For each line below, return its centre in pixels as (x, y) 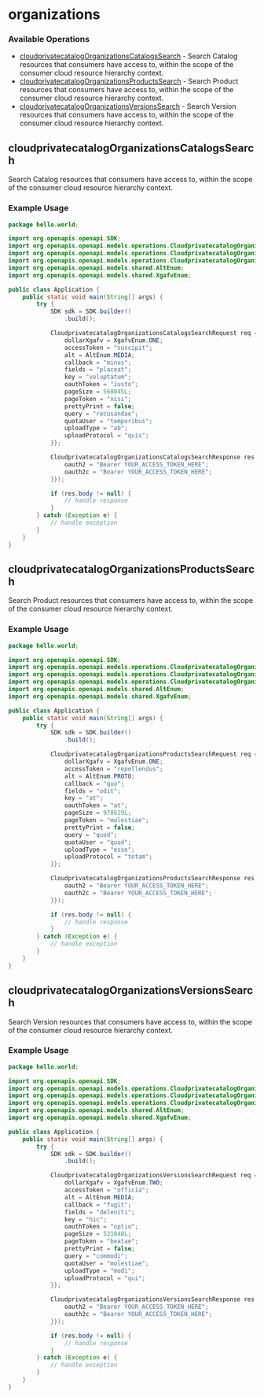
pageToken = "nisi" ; (98, 399)
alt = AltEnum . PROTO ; (99, 776)
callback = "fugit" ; (98, 1205)
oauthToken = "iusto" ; (101, 385)
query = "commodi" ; (96, 1256)
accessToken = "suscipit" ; (108, 348)
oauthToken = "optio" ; (101, 1227)
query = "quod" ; (91, 835)
